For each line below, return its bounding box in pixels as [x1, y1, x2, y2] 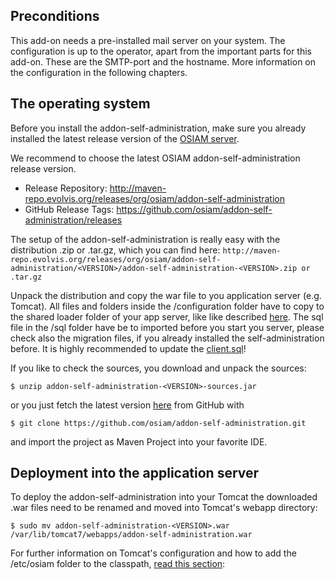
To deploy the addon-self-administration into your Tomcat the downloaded [10, 491, 318, 503]
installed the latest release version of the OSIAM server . [10, 132, 240, 144]
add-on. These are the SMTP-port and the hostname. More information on [10, 55, 317, 68]
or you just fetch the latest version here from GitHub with [10, 399, 245, 411]
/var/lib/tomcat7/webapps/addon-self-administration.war [10, 530, 253, 540]
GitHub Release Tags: [24, 203, 115, 215]
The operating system [10, 95, 151, 113]
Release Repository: [24, 182, 108, 194]
